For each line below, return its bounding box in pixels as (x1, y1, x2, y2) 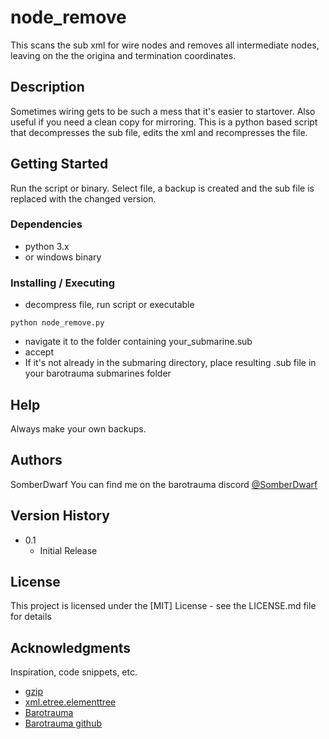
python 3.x (24, 240, 70, 252)
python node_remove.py (10, 318, 105, 328)
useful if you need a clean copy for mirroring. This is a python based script (10, 116, 318, 128)
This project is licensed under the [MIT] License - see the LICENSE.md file (10, 600, 317, 612)
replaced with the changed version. (10, 192, 157, 205)
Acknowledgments (10, 639, 132, 656)
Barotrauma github (24, 717, 102, 730)
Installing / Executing (10, 276, 116, 290)
